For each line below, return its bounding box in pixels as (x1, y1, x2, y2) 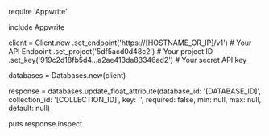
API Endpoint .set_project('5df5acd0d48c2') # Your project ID (8, 47, 213, 56)
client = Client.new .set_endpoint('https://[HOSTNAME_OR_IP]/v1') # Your (8, 38, 252, 47)
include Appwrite (8, 23, 65, 31)
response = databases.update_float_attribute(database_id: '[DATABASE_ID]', (8, 86, 262, 96)
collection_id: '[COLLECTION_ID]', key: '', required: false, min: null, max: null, (8, 95, 262, 104)
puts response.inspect (8, 119, 83, 128)
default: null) (8, 104, 51, 113)
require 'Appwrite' (8, 7, 68, 16)
